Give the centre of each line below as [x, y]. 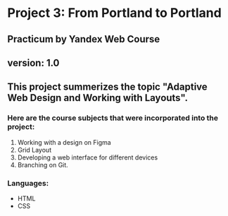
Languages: [28, 183]
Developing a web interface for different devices [88, 157]
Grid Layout [34, 150]
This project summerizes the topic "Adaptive [107, 87]
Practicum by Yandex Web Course [84, 39]
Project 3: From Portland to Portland [114, 13]
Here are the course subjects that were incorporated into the [113, 118]
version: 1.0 [33, 62]
